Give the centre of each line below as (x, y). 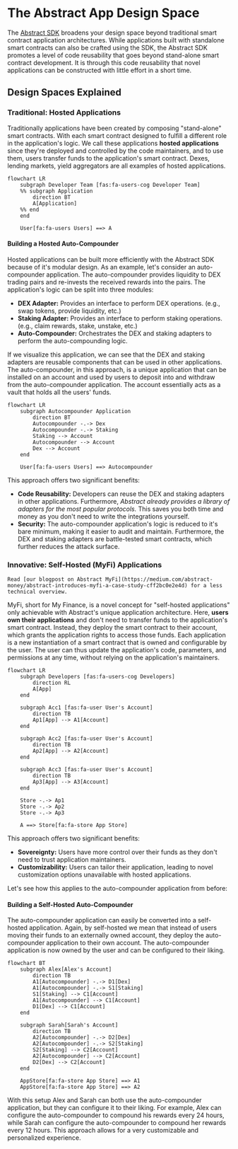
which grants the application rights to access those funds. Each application (117, 635)
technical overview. (38, 592)
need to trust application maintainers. (72, 860)
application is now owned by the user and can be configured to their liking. (116, 950)
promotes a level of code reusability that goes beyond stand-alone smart (113, 55)
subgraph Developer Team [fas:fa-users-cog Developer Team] (110, 185)
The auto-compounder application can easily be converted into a (102, 920)
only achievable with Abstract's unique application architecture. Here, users (118, 613)
